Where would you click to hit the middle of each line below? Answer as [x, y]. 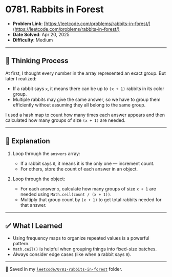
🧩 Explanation [28, 141]
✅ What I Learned [34, 226]
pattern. [21, 244]
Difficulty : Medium [33, 40]
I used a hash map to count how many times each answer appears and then [85, 115]
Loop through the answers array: [46, 153]
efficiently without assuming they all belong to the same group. [79, 105]
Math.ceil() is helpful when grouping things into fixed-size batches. [85, 249]
